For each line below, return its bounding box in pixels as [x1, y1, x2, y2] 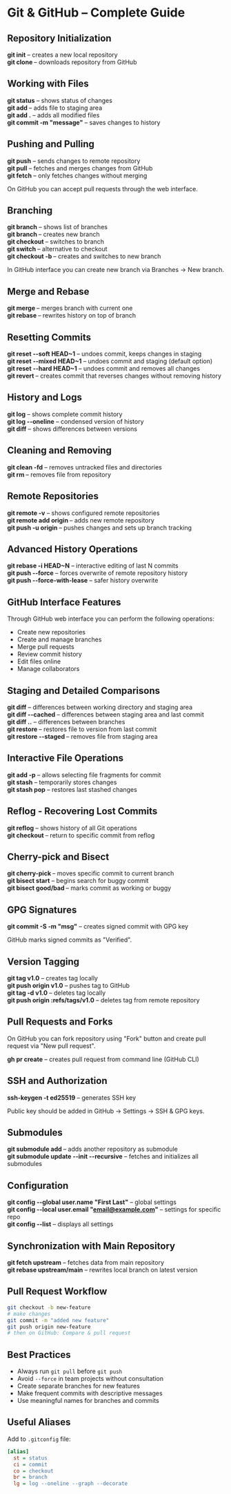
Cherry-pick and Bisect [7, 851, 110, 862]
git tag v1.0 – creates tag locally [7, 974, 99, 982]
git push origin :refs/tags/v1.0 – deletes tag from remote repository [7, 996, 200, 1004]
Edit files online [17, 657, 61, 666]
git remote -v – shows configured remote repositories [7, 509, 160, 517]
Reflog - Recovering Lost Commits [7, 806, 158, 817]
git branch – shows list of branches [7, 223, 108, 231]
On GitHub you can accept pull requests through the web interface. [7, 184, 198, 193]
